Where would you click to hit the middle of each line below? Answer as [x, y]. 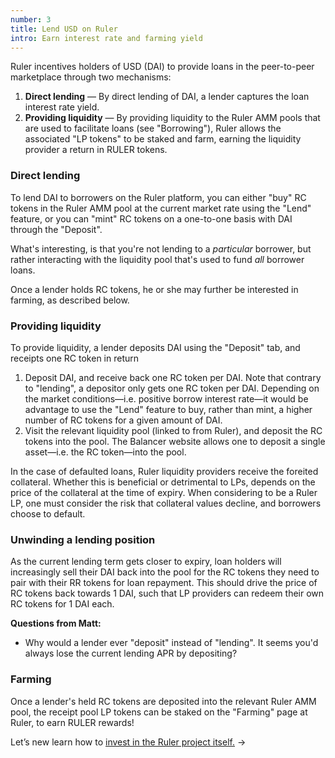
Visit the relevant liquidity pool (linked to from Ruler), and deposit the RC [173, 430]
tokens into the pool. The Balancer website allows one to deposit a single [175, 441]
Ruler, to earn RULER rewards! [72, 722]
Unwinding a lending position [83, 539]
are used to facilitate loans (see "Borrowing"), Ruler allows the [153, 128]
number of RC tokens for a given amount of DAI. [123, 420]
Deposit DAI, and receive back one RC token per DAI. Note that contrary [173, 377]
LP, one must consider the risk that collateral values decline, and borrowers [166, 503]
